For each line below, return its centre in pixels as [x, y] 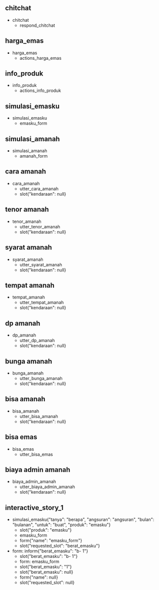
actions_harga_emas [40, 58]
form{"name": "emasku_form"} [51, 541]
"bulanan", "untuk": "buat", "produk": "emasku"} [61, 525]
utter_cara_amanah [39, 189]
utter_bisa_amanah [39, 416]
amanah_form [34, 156]
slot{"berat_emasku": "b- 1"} [49, 556]
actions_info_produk [40, 90]
